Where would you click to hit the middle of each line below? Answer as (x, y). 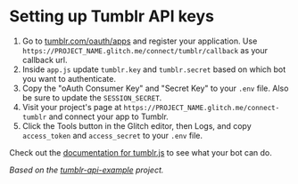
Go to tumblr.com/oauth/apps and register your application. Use (140, 41)
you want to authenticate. (69, 78)
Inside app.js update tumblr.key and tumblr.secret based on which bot (154, 69)
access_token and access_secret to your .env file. (112, 135)
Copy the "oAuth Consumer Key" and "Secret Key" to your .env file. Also (155, 88)
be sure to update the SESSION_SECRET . (92, 97)
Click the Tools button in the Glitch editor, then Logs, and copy (137, 125)
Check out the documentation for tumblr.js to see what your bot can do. (141, 152)
